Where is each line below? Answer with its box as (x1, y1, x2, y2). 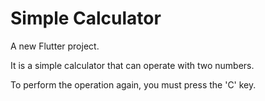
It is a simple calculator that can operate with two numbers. (10, 59, 255, 71)
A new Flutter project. (10, 40, 100, 52)
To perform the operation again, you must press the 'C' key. (10, 78, 257, 91)
